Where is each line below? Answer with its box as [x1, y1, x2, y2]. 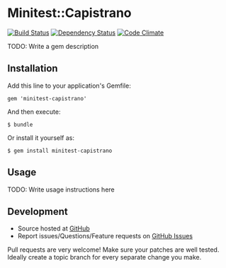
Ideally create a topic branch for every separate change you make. [7, 253, 202, 262]
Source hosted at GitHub [17, 224, 90, 233]
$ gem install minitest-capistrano [7, 147, 113, 154]
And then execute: [7, 107, 61, 116]
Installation [7, 62, 58, 75]
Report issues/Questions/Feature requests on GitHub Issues [17, 232, 193, 240]
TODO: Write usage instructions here [7, 185, 115, 194]
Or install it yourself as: [7, 133, 74, 142]
